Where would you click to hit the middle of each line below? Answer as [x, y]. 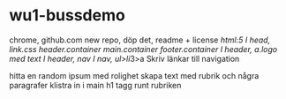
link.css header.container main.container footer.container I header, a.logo [143, 49]
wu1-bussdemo [67, 15]
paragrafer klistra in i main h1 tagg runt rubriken [95, 85]
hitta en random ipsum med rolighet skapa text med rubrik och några [134, 75]
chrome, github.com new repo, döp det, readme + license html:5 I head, [140, 40]
